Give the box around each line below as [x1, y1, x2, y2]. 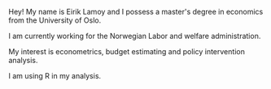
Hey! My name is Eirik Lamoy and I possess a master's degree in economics [8, 7, 264, 16]
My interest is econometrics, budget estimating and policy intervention [8, 47, 246, 56]
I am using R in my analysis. [8, 71, 102, 80]
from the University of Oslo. [8, 15, 102, 25]
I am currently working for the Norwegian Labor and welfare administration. [8, 32, 261, 40]
